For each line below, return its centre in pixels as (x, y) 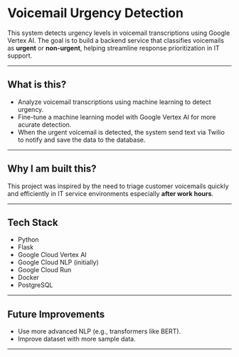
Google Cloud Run (44, 270)
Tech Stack (33, 222)
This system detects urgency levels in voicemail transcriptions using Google (119, 33)
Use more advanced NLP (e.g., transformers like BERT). (99, 331)
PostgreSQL (35, 285)
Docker (28, 278)
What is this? (37, 84)
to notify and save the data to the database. (81, 140)
